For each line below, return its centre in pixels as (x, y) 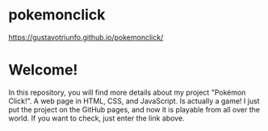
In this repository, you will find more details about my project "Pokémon (127, 92)
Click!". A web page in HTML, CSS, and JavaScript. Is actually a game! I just (134, 101)
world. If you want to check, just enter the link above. (96, 118)
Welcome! (43, 70)
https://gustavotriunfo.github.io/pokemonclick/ (86, 37)
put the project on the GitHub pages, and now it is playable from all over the (134, 109)
